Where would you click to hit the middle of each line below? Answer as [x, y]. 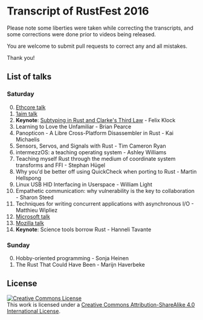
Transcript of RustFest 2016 [78, 11]
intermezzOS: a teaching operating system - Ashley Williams [91, 152]
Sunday [18, 245]
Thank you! [21, 57]
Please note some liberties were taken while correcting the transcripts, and [100, 28]
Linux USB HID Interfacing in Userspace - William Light [84, 184]
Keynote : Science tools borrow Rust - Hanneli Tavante [83, 229]
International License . [34, 311]
